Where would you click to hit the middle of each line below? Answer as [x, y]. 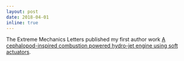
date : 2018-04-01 [28, 17]
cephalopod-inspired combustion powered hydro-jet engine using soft [92, 46]
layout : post [22, 12]
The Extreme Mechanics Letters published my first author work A [86, 40]
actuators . [19, 52]
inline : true [22, 23]
